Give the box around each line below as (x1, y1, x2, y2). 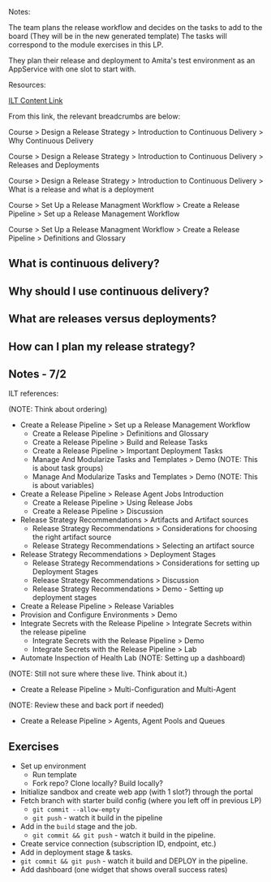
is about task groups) (32, 463, 104, 473)
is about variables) (32, 481, 95, 491)
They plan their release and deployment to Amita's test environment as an (8, 56, 256, 65)
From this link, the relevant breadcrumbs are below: (8, 111, 181, 121)
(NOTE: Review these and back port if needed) (8, 700, 165, 710)
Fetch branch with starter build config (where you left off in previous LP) (19, 796, 262, 806)
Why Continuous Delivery (8, 136, 94, 145)
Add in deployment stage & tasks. (19, 848, 133, 858)
